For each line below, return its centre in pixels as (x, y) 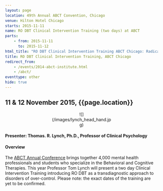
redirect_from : (20, 62)
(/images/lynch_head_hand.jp (81, 119)
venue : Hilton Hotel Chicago (34, 20)
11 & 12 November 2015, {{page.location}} (69, 103)
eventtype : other (23, 77)
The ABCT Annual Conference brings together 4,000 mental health (72, 158)
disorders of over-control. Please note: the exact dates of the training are (78, 178)
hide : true (16, 82)
